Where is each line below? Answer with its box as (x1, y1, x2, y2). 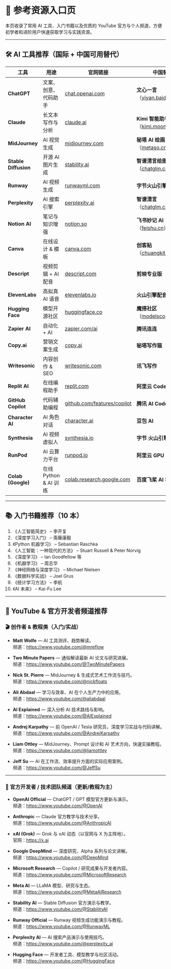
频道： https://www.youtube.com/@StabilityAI (12, 906, 108, 912)
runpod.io (65, 451, 88, 458)
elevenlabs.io (65, 291, 97, 298)
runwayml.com (65, 182, 100, 189)
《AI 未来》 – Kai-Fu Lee (12, 586, 62, 592)
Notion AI (8, 220, 32, 227)
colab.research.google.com (65, 476, 131, 483)
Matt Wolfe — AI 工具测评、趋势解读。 (12, 637, 94, 644)
